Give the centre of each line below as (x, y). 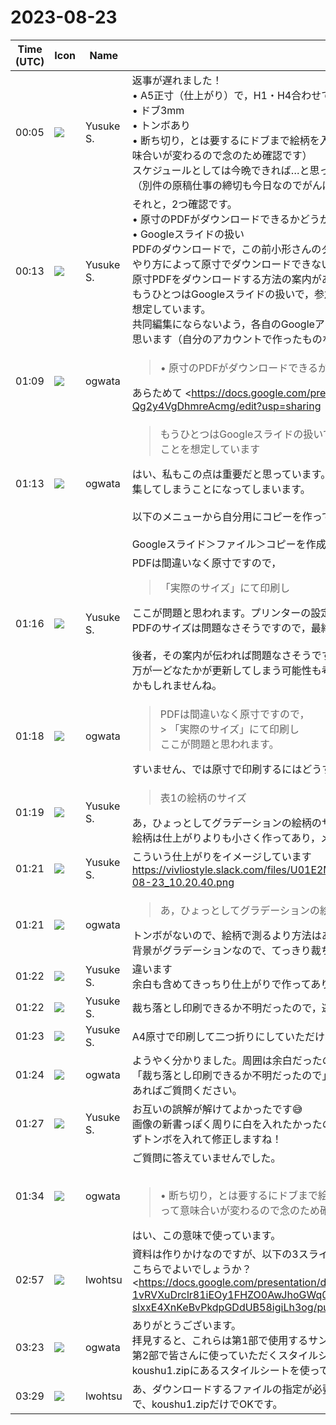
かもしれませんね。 (177, 685)
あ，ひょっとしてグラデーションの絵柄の (226, 823)
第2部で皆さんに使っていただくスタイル (225, 1355)
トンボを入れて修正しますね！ (212, 1139)
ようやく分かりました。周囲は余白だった (227, 1060)
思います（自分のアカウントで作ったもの (227, 339)
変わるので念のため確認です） (242, 155)
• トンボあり (161, 125)
